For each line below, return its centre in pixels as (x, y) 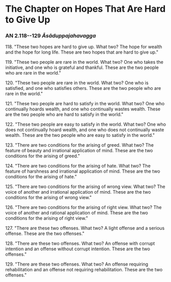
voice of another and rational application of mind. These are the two (77, 213)
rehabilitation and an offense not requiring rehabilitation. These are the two (84, 270)
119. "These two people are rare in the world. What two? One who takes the (84, 62)
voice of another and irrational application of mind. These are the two (78, 192)
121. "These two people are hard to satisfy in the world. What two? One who (85, 104)
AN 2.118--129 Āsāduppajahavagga (51, 36)
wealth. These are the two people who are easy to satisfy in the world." (80, 135)
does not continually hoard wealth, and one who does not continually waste (85, 130)
